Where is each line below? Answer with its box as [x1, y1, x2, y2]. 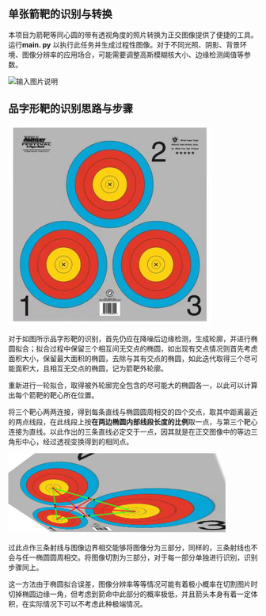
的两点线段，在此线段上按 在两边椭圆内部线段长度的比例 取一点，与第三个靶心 [8, 416, 258, 426]
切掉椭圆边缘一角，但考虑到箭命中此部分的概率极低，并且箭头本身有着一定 [8, 589, 251, 599]
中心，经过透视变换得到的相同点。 [21, 436, 133, 446]
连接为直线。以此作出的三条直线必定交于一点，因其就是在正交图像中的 [8, 427, 237, 436]
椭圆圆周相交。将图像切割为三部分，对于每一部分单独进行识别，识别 [35, 553, 258, 562]
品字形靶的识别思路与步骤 [8, 102, 133, 116]
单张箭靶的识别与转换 [8, 7, 112, 21]
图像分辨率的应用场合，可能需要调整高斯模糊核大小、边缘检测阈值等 [21, 50, 244, 59]
